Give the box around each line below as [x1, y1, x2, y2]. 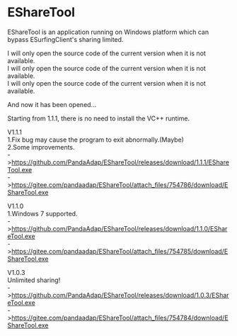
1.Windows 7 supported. [7, 209, 78, 218]
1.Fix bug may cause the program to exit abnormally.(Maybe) [7, 135, 184, 144]
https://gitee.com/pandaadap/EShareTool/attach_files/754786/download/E [11, 180, 229, 189]
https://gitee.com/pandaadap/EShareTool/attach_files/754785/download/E [11, 247, 229, 255]
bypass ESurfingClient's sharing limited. [7, 35, 124, 43]
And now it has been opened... [7, 100, 97, 108]
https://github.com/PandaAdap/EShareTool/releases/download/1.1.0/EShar [11, 224, 228, 233]
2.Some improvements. [7, 142, 76, 151]
